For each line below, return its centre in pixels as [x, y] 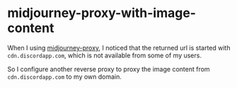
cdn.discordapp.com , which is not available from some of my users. [104, 55]
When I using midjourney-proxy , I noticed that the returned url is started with [119, 48]
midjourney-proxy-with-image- [102, 13]
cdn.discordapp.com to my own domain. [65, 77]
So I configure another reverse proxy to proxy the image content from [109, 69]
